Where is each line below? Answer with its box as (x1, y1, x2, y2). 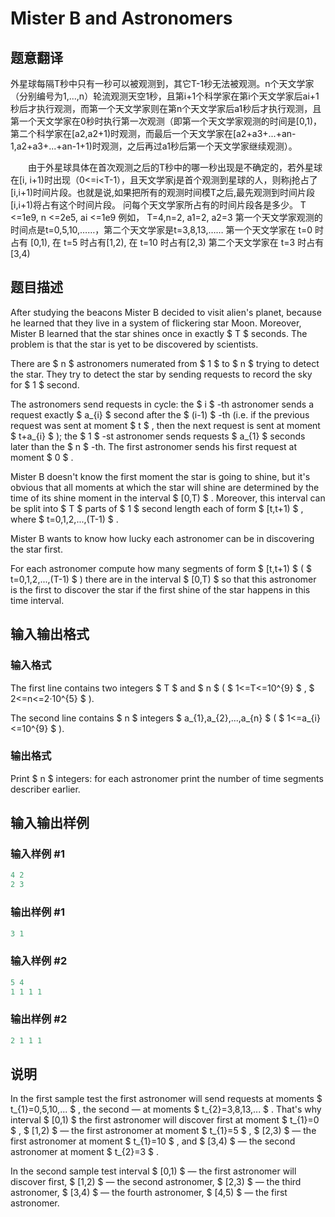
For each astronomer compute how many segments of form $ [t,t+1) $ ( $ (10, 562, 312, 574)
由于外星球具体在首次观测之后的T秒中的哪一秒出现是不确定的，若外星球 (27, 162, 323, 173)
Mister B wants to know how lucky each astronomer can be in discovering (10, 532, 315, 544)
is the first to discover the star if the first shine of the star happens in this (10, 583, 311, 596)
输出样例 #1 (10, 905, 65, 919)
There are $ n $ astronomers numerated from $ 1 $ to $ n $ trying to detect (10, 357, 320, 369)
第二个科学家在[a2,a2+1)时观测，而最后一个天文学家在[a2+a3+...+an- (10, 128, 297, 139)
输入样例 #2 (10, 954, 68, 968)
